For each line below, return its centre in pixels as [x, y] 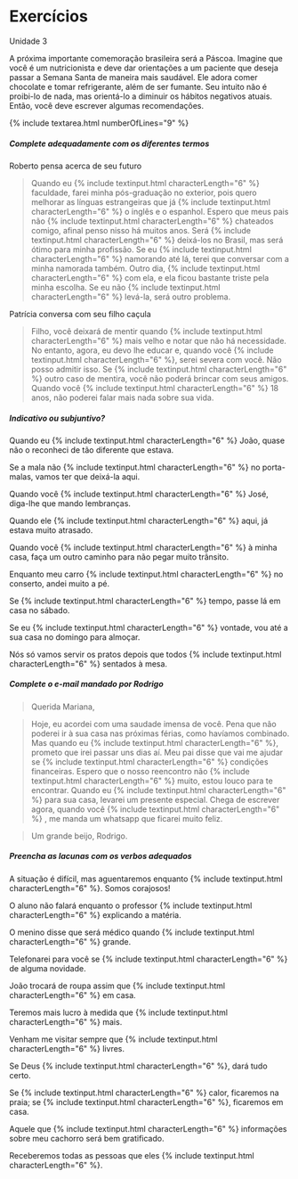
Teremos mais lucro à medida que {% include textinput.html [119, 1012]
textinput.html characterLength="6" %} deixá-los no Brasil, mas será [157, 240]
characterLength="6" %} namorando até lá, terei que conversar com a [160, 258]
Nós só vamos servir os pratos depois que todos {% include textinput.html [145, 654]
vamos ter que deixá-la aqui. [88, 476]
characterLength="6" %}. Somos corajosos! [90, 888]
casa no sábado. [40, 610]
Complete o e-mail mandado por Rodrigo [87, 684]
